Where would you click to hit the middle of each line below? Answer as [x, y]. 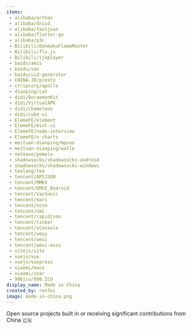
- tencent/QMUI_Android [39, 188]
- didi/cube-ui [28, 114]
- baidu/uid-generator [38, 75]
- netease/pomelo [31, 154]
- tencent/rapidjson [35, 217]
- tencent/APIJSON [32, 177]
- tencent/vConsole [34, 228]
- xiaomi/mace [27, 268]
